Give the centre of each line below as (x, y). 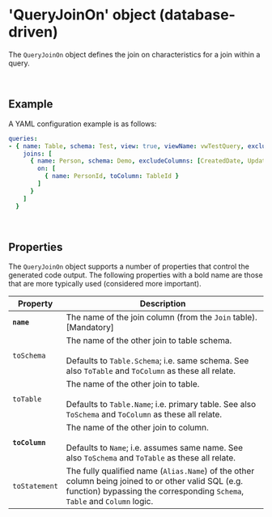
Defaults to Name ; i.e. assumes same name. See (155, 448)
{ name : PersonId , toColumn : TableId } (112, 176)
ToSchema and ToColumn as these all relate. (144, 414)
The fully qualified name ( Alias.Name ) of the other (160, 471)
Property (35, 303)
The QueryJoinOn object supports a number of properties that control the (129, 267)
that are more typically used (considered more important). (105, 284)
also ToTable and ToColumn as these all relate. (151, 371)
